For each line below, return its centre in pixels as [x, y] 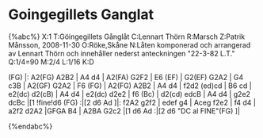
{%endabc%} [30, 126]
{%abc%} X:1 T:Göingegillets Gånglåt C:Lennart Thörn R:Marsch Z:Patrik [127, 36]
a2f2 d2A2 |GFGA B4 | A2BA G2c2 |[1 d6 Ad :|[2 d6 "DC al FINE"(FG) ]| [124, 111]
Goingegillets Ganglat [81, 15]
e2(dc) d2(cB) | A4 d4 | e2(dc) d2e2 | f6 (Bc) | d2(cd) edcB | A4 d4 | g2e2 [130, 94]
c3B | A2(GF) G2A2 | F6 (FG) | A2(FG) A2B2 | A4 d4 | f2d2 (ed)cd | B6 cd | [130, 86]
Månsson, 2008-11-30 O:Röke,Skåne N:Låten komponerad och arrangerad [130, 44]
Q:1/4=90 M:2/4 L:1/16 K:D [51, 62]
